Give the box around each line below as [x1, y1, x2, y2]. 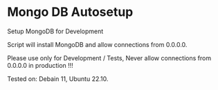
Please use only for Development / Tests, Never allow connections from [7, 53, 212, 62]
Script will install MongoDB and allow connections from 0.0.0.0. [7, 40, 188, 48]
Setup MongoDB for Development [7, 27, 104, 35]
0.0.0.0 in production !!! [7, 61, 74, 69]
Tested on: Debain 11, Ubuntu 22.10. [7, 74, 109, 83]
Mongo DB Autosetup [7, 4, 134, 20]
